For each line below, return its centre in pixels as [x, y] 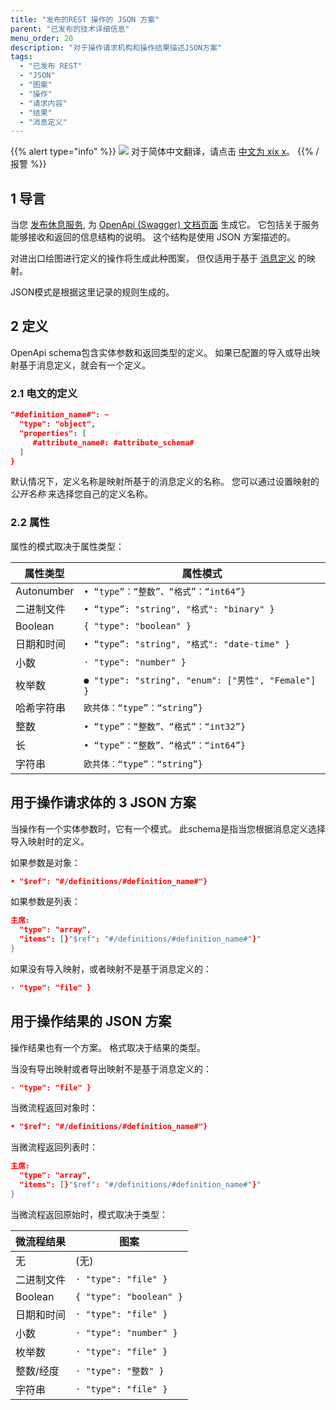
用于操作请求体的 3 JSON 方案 [103, 802]
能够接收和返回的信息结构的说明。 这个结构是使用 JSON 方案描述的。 [153, 237]
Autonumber [45, 591]
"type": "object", [58, 424]
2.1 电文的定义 [44, 393]
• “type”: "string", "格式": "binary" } [179, 609]
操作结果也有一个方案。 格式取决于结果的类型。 [108, 1047]
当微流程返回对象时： [54, 1108]
